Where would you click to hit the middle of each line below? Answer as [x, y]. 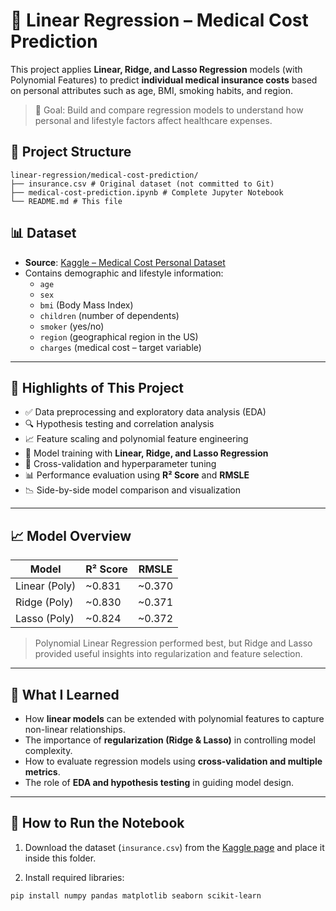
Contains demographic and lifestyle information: [124, 273]
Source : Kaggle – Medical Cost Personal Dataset [125, 262]
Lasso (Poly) [45, 619]
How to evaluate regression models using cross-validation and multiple [173, 761]
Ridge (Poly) [44, 602]
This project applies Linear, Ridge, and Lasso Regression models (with [156, 69]
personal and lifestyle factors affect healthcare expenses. [153, 120]
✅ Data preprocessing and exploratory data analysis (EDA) [145, 412]
